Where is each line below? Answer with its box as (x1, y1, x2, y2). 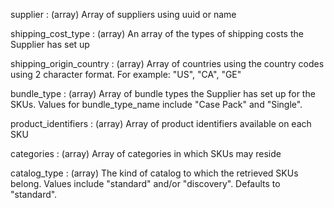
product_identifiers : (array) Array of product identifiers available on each (10, 118, 312, 129)
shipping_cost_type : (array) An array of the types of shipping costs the (10, 28, 304, 39)
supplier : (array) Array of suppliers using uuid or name (10, 9, 237, 20)
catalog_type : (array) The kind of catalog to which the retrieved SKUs (10, 167, 299, 179)
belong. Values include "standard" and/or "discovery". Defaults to (10, 178, 281, 189)
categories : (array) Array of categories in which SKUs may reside (10, 148, 282, 159)
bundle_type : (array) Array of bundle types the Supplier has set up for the (10, 88, 316, 99)
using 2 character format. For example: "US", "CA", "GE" (10, 69, 242, 80)
